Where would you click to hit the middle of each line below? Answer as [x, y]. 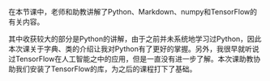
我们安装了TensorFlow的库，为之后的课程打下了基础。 [106, 69]
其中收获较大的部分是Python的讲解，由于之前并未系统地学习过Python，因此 [135, 39]
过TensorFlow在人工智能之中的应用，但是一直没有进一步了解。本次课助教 [131, 59]
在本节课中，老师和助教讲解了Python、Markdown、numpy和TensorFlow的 [133, 12]
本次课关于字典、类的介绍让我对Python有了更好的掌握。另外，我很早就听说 [134, 49]
